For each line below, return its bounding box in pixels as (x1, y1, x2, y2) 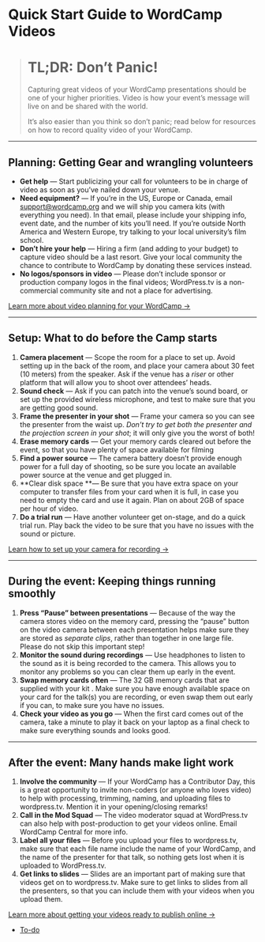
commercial (19, 286, 58, 295)
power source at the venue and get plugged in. (19, 470, 172, 479)
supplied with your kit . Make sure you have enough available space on (19, 683, 251, 693)
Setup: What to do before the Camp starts (8, 331, 218, 345)
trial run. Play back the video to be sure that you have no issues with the (19, 520, 254, 530)
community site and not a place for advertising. (59, 286, 213, 295)
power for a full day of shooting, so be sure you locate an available (19, 461, 237, 471)
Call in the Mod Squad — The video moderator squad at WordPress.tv (19, 811, 248, 820)
